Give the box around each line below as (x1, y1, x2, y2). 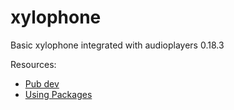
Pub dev (24, 77, 60, 90)
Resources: (10, 58, 57, 70)
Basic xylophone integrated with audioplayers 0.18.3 (10, 39, 225, 51)
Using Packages (24, 88, 93, 100)
